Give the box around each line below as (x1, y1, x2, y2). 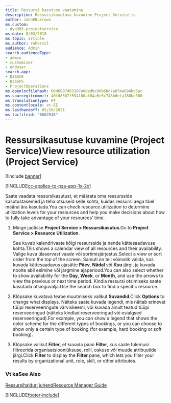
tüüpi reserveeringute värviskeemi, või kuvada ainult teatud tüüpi (12, 304, 150, 310)
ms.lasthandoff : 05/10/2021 (5, 108, 65, 113)
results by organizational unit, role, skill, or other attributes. (12, 357, 137, 364)
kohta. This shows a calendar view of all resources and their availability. (12, 245, 162, 251)
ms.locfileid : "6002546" (5, 112, 58, 118)
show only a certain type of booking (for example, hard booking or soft (12, 326, 162, 332)
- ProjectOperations (5, 83, 50, 89)
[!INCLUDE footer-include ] (5, 392, 60, 398)
